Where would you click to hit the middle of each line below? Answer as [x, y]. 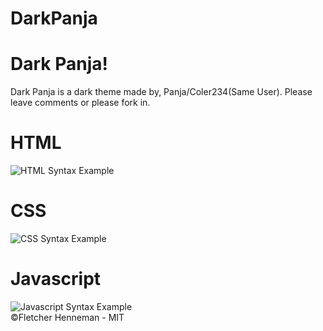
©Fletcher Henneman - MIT [67, 317]
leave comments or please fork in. [80, 103]
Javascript [56, 279]
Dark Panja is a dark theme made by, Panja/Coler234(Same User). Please [161, 92]
